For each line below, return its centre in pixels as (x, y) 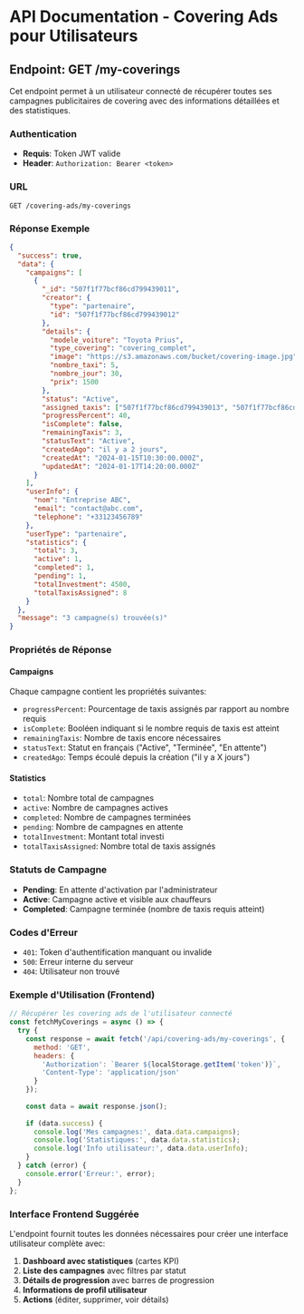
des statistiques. (40, 110)
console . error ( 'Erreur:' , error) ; (90, 1173)
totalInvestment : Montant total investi (93, 837)
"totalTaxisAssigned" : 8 (80, 593)
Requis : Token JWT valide (71, 154)
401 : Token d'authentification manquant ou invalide (117, 952)
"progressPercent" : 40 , (86, 416)
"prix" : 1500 (74, 382)
